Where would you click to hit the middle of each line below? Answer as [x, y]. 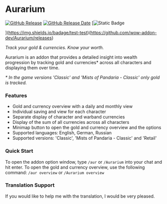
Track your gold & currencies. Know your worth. [55, 47]
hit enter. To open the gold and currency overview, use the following [75, 167]
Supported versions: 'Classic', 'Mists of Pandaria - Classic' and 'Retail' [84, 138]
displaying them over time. [32, 68]
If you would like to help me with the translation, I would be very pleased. [80, 196]
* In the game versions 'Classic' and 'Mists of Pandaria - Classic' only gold [83, 77]
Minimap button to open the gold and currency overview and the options [87, 127]
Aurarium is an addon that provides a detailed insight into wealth [71, 57]
